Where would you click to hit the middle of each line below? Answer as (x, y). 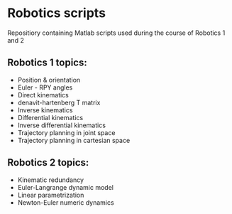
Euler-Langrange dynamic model (65, 187)
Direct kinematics (43, 95)
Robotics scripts (57, 13)
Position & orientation (49, 80)
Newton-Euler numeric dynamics (66, 202)
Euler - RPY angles (45, 87)
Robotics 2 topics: (48, 162)
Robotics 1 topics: (47, 63)
